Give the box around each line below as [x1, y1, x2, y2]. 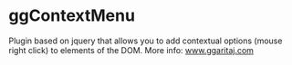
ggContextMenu [8, 5, 136, 26]
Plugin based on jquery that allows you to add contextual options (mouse [8, 35, 283, 46]
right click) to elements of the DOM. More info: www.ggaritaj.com [8, 44, 255, 55]
